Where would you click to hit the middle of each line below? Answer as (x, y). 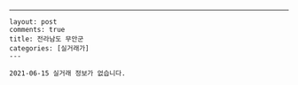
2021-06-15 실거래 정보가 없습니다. (67, 73)
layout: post (33, 22)
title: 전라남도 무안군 (47, 39)
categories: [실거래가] (49, 49)
